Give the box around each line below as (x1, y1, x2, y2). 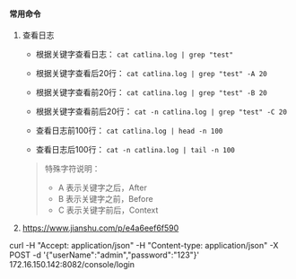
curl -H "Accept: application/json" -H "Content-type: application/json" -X (9, 240, 279, 251)
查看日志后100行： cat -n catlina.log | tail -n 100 (35, 144, 235, 155)
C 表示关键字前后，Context (57, 205, 159, 215)
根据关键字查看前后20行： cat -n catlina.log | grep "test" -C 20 (35, 106, 287, 117)
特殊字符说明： (44, 163, 100, 174)
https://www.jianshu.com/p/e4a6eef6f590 (22, 222, 179, 233)
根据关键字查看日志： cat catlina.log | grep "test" (35, 49, 234, 60)
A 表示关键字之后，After (57, 182, 148, 193)
